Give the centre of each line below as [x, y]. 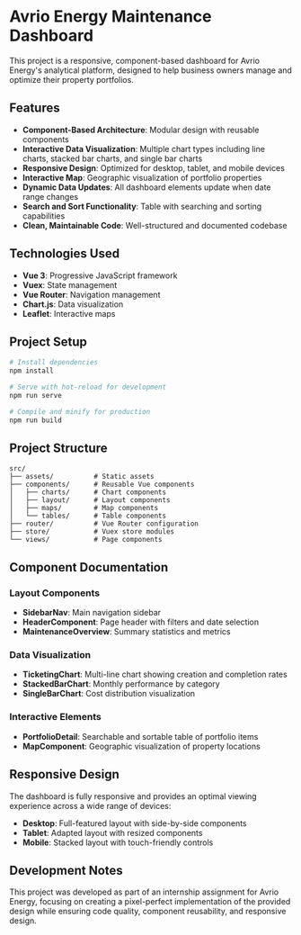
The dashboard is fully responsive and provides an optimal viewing [133, 796]
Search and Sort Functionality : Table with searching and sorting [142, 206]
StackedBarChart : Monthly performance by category [121, 684]
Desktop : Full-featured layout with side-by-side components [134, 823]
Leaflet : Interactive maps [69, 313]
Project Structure [58, 449]
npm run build [36, 420]
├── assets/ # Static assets [82, 477]
